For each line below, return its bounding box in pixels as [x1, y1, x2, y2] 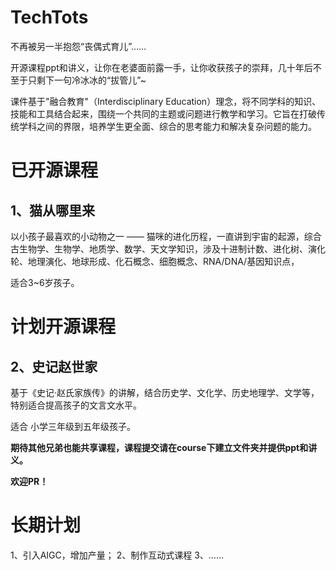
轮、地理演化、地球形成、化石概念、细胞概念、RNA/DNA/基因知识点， [10, 255, 300, 267]
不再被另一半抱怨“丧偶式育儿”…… [10, 40, 147, 52]
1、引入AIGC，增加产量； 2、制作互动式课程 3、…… [10, 549, 225, 561]
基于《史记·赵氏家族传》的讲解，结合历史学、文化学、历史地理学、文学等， [10, 386, 320, 398]
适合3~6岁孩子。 [10, 276, 80, 288]
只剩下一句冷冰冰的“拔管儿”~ [27, 74, 147, 86]
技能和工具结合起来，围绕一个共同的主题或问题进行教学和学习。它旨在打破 [10, 107, 317, 120]
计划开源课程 [10, 316, 117, 338]
